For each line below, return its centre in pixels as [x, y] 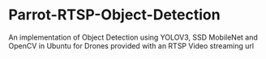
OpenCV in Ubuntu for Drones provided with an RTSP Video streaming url [131, 45]
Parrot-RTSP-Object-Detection [114, 15]
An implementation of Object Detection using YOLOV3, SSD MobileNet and [133, 37]
